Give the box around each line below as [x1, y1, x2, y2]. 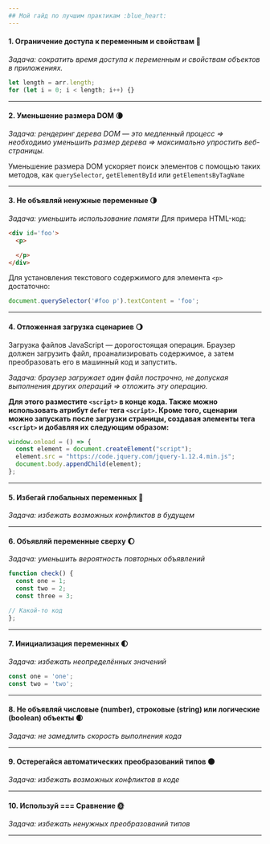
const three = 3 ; [15, 592, 74, 600]
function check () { [8, 569, 74, 578]
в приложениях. [8, 63, 63, 72]
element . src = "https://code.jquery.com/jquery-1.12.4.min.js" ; [15, 453, 235, 461]
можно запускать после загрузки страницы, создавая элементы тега [8, 414, 256, 423]
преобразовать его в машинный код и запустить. [8, 357, 178, 366]
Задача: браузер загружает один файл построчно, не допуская [8, 373, 229, 382]
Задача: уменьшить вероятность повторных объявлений [8, 554, 206, 564]
